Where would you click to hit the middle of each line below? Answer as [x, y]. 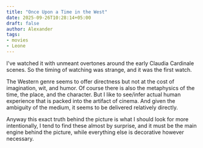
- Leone [16, 46]
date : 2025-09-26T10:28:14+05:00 [49, 18]
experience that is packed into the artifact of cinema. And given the [91, 100]
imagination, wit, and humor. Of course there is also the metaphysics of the [101, 88]
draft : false [23, 23]
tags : [13, 35]
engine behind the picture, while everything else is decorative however [95, 132]
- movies [17, 40]
